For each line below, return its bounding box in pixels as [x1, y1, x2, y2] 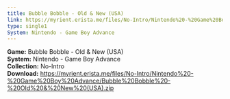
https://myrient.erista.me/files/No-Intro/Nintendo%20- [40, 70, 194, 78]
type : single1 [7, 23, 48, 29]
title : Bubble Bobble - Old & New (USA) [7, 10, 125, 17]
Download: [7, 70, 39, 78]
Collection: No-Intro [7, 62, 65, 70]
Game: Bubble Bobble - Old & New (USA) [7, 48, 124, 56]
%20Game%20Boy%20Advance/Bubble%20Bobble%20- [7, 76, 171, 85]
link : [7, 16, 23, 23]
